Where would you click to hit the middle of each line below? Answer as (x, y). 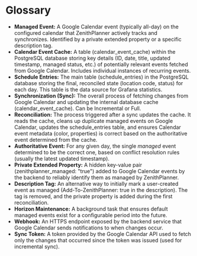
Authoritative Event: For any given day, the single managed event (95, 146)
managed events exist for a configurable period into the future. (91, 215)
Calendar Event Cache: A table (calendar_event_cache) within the (95, 51)
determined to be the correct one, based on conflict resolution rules (97, 152)
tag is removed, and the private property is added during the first (93, 196)
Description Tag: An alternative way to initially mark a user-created (96, 183)
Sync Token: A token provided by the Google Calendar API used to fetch (103, 234)
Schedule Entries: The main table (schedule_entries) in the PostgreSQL (101, 77)
